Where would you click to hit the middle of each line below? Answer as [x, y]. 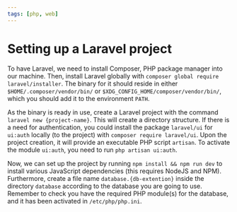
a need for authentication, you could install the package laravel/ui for [110, 127]
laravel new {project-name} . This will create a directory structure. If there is [118, 119]
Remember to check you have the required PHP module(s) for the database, [118, 193]
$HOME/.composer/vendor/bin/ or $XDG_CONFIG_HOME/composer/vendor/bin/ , [114, 91]
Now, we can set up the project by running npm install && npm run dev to [115, 163]
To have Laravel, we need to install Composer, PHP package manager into [115, 69]
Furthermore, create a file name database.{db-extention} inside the [106, 178]
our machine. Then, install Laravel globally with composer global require [113, 76]
